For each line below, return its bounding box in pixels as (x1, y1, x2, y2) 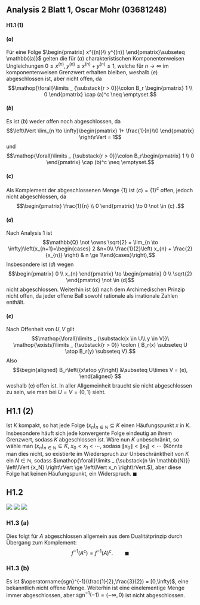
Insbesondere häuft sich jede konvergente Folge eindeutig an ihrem (6, 429, 172, 437)
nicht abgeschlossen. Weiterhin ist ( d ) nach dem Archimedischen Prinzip (6, 286, 185, 293)
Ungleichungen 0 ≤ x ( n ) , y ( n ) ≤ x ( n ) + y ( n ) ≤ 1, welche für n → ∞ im (6, 61, 169, 69)
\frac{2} (173, 245, 193, 252)
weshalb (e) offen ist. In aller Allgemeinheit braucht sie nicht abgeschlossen (6, 382, 192, 389)
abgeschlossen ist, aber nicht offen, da (6, 75, 103, 82)
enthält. (6, 299, 25, 306)
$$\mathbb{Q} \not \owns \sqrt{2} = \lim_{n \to (42, 239, 158, 246)
